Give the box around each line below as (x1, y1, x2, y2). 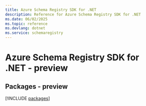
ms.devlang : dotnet (5, 26, 46, 31)
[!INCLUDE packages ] (5, 96, 50, 101)
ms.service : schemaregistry (5, 30, 64, 35)
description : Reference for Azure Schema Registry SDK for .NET (5, 12, 141, 17)
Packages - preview (5, 82, 68, 91)
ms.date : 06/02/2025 (5, 16, 48, 21)
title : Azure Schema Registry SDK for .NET (5, 7, 97, 12)
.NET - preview (5, 63, 68, 74)
